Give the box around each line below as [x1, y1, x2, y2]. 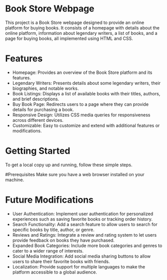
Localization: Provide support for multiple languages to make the [12, 264, 146, 270]
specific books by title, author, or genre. [12, 227, 95, 233]
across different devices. [12, 117, 64, 123]
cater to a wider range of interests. [12, 248, 84, 254]
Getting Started [5, 145, 71, 157]
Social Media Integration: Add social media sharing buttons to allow [12, 253, 151, 259]
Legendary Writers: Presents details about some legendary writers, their [12, 80, 161, 86]
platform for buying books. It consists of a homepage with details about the [5, 24, 160, 30]
